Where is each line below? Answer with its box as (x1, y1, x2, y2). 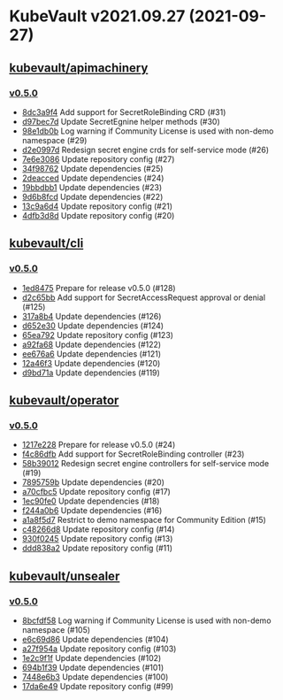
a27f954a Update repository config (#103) (21, 643, 177, 654)
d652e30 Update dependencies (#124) (21, 320, 164, 331)
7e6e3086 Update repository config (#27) (21, 153, 175, 165)
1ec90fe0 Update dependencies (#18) (21, 496, 160, 506)
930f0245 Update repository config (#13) (21, 534, 173, 544)
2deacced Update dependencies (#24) (21, 173, 164, 183)
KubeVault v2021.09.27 (9, 6, 186, 27)
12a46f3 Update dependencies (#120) (21, 358, 161, 368)
